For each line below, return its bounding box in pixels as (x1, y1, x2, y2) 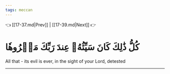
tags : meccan (5, 7, 33, 13)
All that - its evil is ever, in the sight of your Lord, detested (5, 58, 125, 64)
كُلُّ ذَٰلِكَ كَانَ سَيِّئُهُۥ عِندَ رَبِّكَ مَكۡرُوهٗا (5, 41, 140, 53)
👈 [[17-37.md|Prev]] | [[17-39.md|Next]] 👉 (5, 21, 96, 28)
